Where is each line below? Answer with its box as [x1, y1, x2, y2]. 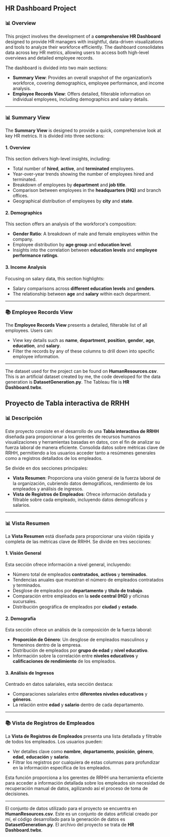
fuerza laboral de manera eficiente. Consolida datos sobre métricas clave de [5, 444, 165, 450]
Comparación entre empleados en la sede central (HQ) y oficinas [12, 593, 149, 599]
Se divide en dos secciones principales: [5, 465, 89, 471]
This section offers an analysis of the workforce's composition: [5, 221, 137, 227]
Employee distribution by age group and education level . [12, 242, 133, 248]
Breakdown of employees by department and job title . [12, 182, 126, 188]
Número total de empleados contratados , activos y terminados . [12, 571, 148, 578]
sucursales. [12, 598, 37, 604]
